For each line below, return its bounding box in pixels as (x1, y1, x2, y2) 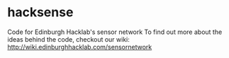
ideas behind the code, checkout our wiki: (7, 35, 130, 43)
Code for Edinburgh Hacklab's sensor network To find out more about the (7, 28, 223, 36)
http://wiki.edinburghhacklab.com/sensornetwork (7, 42, 152, 51)
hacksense (7, 4, 74, 21)
